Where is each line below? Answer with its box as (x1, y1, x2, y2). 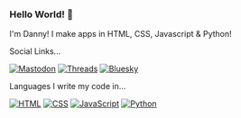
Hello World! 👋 (9, 8, 74, 21)
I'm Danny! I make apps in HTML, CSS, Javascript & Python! (9, 29, 232, 40)
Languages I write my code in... (9, 81, 126, 92)
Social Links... (9, 46, 61, 57)
